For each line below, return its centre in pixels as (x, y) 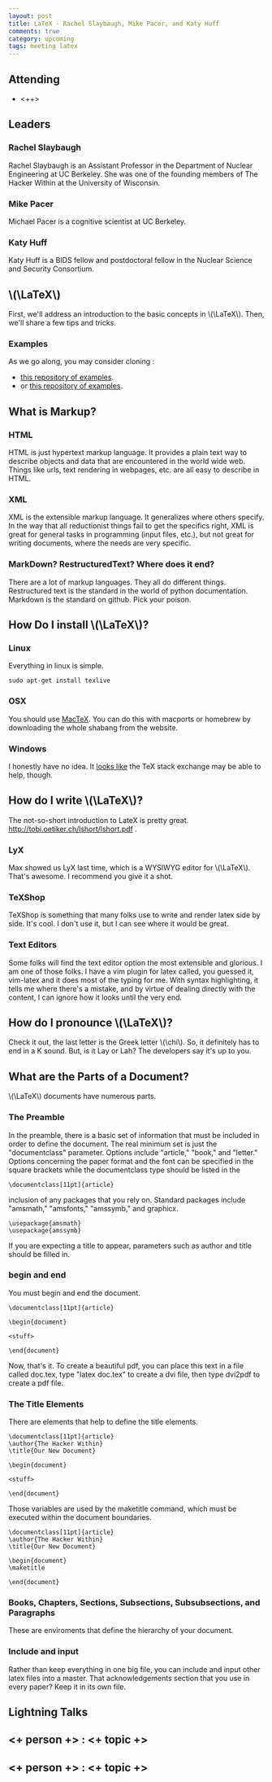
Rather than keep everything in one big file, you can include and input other (135, 1669)
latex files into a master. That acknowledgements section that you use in (129, 1678)
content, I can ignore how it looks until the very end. (95, 997)
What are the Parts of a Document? (99, 1077)
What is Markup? (53, 412)
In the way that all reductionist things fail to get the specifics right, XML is (131, 526)
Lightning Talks (48, 1712)
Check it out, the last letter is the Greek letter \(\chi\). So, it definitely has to (134, 1042)
